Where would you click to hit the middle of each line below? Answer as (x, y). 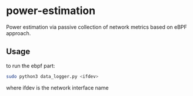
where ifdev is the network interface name (57, 88)
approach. (19, 33)
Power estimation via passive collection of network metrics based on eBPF (96, 27)
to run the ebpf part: (31, 66)
